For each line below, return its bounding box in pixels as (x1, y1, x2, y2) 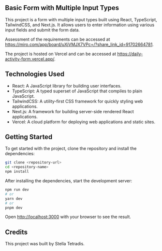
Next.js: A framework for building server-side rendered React (12, 108, 134, 114)
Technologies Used (5, 70, 64, 78)
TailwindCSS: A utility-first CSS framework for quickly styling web (12, 98, 143, 104)
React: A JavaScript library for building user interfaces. (12, 83, 122, 89)
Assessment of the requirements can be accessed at (5, 36, 110, 42)
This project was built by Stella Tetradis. (5, 241, 85, 247)
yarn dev (5, 196, 23, 201)
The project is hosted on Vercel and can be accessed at (5, 51, 117, 57)
